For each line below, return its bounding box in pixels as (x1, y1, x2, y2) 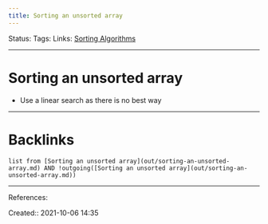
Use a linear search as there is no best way (19, 95, 162, 104)
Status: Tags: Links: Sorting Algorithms (8, 33, 136, 43)
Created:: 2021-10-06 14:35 (8, 208, 99, 218)
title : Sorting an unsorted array (8, 11, 124, 20)
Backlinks (8, 131, 75, 148)
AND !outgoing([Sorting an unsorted (43, 164, 166, 172)
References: (8, 192, 48, 202)
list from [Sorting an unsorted (8, 157, 116, 165)
